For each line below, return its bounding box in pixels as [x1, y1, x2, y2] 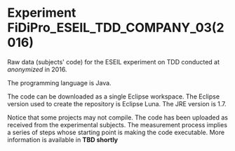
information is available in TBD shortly [7, 135, 119, 144]
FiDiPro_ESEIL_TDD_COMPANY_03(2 [7, 20, 224, 36]
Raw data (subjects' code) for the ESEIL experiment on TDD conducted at [7, 57, 220, 66]
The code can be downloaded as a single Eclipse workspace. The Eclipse [7, 92, 220, 101]
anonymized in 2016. [7, 65, 67, 73]
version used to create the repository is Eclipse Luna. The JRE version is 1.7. [7, 99, 227, 108]
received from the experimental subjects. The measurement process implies [7, 120, 228, 129]
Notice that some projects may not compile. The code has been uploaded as [7, 113, 228, 122]
